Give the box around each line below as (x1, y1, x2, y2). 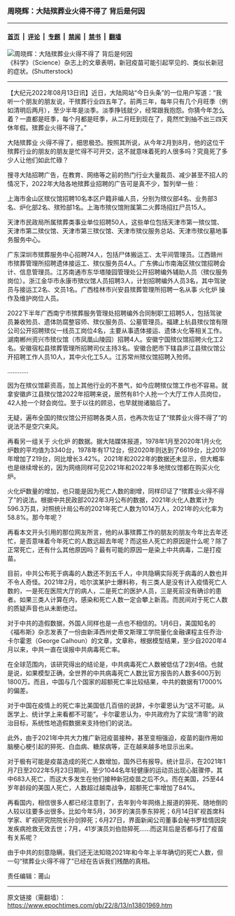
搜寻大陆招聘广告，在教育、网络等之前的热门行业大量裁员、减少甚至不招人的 (7, 170, 228, 179)
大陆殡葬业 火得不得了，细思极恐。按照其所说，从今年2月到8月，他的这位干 (7, 138, 225, 146)
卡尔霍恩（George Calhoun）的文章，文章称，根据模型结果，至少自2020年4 (7, 636, 227, 644)
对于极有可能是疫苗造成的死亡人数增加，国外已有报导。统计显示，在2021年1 (7, 757, 226, 766)
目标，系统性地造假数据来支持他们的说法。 (13, 719, 136, 727)
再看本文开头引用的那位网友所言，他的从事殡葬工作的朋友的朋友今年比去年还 (7, 528, 228, 536)
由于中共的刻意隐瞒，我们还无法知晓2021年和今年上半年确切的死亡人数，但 (7, 848, 224, 857)
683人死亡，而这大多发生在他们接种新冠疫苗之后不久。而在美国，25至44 (13, 775, 224, 783)
